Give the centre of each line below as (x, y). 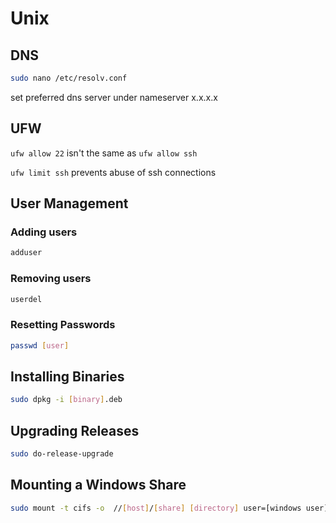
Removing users (51, 279)
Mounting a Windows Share (98, 485)
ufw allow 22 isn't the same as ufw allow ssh (104, 153)
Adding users (44, 232)
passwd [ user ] (40, 345)
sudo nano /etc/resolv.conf (69, 78)
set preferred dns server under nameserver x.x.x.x (114, 97)
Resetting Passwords (63, 325)
